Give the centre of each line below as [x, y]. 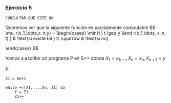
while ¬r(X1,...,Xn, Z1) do [35, 88]
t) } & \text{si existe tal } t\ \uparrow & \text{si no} [57, 38]
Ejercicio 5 [19, 8]
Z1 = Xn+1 [16, 79]
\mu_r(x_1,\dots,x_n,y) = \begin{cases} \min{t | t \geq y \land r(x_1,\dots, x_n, [86, 33]
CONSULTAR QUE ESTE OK [29, 18]
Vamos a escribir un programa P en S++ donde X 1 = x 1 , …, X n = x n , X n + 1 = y [85, 59]
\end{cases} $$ [22, 48]
